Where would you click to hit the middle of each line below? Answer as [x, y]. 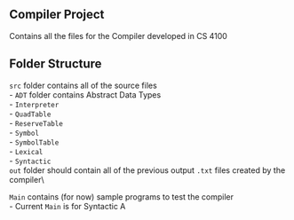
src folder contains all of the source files [83, 85]
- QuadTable [30, 114]
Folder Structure [56, 64]
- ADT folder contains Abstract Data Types [85, 94]
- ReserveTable [36, 122]
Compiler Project [57, 15]
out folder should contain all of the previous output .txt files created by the [147, 170]
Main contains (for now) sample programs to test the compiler [121, 196]
